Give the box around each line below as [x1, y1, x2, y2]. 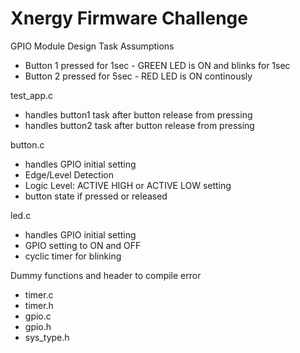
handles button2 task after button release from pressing [24, 119, 255, 131]
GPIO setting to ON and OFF [24, 239, 142, 251]
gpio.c [24, 310, 52, 322]
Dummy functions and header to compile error [10, 269, 202, 281]
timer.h [24, 299, 54, 311]
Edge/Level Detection [24, 168, 114, 181]
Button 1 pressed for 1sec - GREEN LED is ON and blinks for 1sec [24, 59, 291, 71]
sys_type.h [24, 331, 70, 343]
